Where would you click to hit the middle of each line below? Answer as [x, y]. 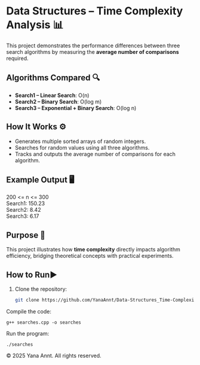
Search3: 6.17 [23, 216]
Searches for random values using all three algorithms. [82, 147]
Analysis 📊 [35, 25]
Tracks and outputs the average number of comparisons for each [95, 154]
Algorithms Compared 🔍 [53, 78]
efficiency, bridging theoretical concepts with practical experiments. [90, 256]
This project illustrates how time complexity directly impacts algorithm [93, 250]
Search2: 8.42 [24, 210]
